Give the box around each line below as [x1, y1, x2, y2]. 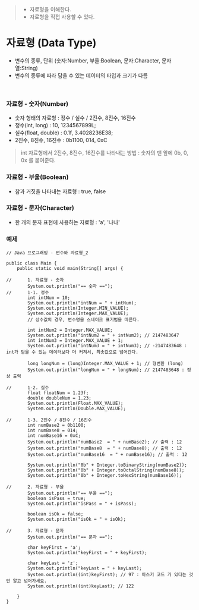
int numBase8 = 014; [27, 427, 78, 433]
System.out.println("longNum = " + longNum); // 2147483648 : [27, 367, 185, 373]
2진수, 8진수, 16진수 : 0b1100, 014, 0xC [14, 137, 108, 144]
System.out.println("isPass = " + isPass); [27, 501, 137, 507]
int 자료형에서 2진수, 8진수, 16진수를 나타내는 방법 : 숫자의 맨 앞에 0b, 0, [20, 149, 189, 156]
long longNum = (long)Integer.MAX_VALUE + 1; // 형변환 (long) [27, 361, 184, 367]
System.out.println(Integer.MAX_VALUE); [27, 310, 129, 317]
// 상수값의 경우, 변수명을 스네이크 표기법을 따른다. [27, 317, 140, 323]
